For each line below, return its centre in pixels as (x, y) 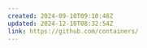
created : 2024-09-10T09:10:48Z (61, 16)
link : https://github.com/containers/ (73, 31)
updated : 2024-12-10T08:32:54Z (61, 24)
